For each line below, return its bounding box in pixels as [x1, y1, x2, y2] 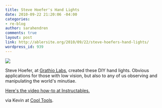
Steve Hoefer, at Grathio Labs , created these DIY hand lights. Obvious [5, 67, 149, 73]
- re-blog [5, 21, 26, 26]
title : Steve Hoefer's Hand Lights [5, 7, 80, 12]
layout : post [5, 35, 33, 40]
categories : [5, 16, 30, 21]
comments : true [5, 30, 37, 35]
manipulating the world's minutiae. [5, 78, 77, 84]
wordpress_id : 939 [5, 44, 44, 49]
